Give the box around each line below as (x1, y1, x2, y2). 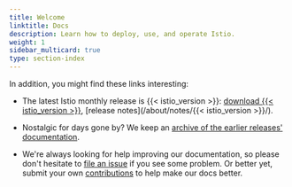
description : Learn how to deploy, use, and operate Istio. (9, 29, 236, 38)
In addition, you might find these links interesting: (9, 79, 188, 89)
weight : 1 (9, 37, 46, 47)
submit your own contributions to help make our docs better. (21, 168, 243, 178)
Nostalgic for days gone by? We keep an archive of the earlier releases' (21, 122, 283, 133)
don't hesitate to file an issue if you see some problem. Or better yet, (21, 159, 273, 168)
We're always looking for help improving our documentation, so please (21, 149, 280, 160)
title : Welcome (9, 12, 65, 22)
